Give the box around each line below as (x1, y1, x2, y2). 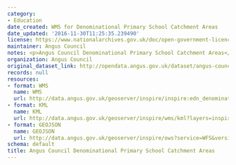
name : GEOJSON (13, 128, 55, 135)
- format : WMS (7, 82, 49, 89)
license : (7, 37, 33, 44)
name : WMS (13, 88, 42, 95)
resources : (7, 75, 39, 83)
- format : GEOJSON (7, 121, 61, 128)
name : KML (13, 108, 42, 115)
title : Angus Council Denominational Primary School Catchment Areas (7, 147, 216, 154)
